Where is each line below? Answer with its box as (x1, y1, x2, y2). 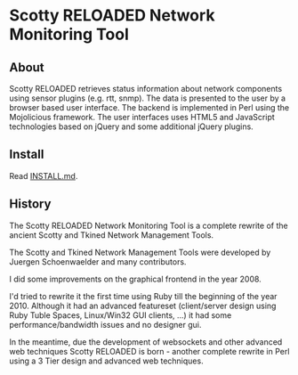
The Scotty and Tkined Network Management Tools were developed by (9, 247, 271, 257)
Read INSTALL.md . (9, 170, 78, 181)
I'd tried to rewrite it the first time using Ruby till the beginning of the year (9, 290, 278, 301)
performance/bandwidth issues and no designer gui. (9, 319, 202, 330)
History (9, 197, 52, 212)
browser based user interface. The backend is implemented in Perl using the (9, 102, 290, 112)
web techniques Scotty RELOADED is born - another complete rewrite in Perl (9, 346, 290, 356)
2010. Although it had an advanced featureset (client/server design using (9, 300, 277, 311)
